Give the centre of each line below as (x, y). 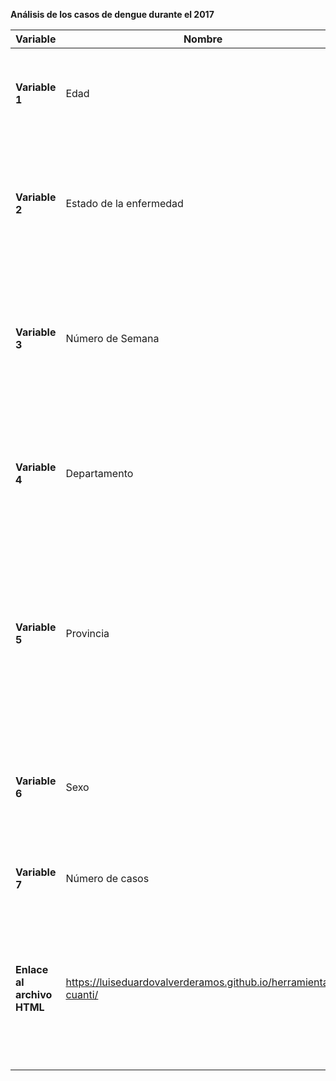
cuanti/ (82, 994)
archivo (34, 994)
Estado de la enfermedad (124, 203)
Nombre (203, 39)
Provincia (87, 633)
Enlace (32, 969)
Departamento (99, 473)
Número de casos (107, 878)
